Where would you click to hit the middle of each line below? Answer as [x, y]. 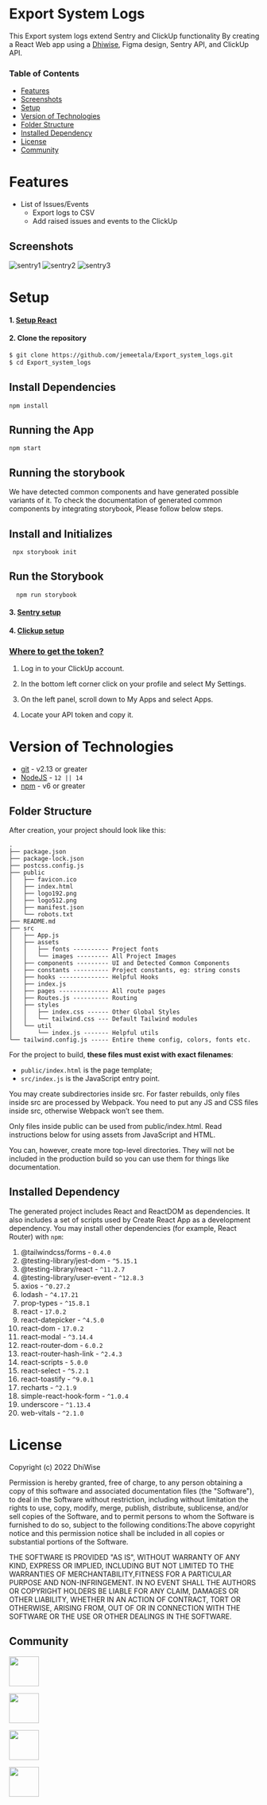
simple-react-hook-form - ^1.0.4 [75, 1396]
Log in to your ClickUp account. [72, 669]
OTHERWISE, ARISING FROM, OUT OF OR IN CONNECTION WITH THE [125, 1608]
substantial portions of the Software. [69, 1541]
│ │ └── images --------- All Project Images [93, 956]
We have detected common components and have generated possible [124, 492]
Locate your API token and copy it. [77, 715]
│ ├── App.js [34, 936]
